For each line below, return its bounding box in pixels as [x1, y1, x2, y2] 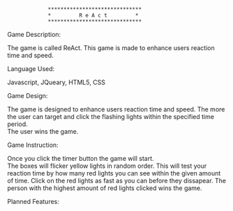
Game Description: [7, 31, 61, 38]
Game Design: [7, 92, 48, 100]
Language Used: [7, 65, 55, 72]
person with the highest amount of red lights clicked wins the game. [7, 184, 202, 192]
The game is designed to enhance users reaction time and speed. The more [7, 105, 225, 114]
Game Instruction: [7, 141, 59, 149]
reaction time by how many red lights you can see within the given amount [7, 169, 221, 177]
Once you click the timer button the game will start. [7, 155, 155, 162]
